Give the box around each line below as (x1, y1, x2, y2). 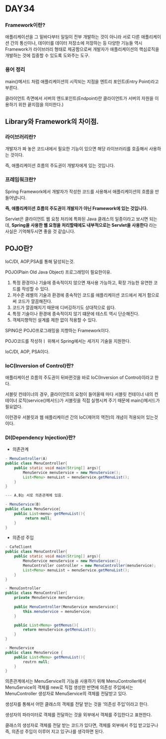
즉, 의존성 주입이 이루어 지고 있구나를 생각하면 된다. (5, 729, 104, 735)
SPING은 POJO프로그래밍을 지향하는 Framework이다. (5, 327, 111, 333)
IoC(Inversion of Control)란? (5, 362, 74, 369)
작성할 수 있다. (21, 285, 50, 291)
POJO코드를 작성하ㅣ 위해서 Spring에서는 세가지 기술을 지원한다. (5, 338, 131, 344)
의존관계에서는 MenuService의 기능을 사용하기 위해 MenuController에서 (5, 678, 146, 684)
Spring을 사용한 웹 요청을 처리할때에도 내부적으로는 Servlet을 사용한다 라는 (11, 222, 157, 228)
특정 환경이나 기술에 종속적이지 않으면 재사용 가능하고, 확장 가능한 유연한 (12, 279, 153, 285)
